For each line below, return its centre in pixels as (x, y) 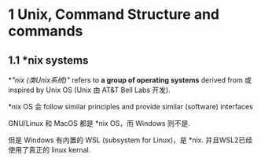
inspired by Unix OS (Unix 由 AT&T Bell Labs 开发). (89, 90)
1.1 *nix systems (48, 60)
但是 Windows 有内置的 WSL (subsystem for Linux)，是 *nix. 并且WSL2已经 (130, 140)
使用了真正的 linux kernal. (50, 150)
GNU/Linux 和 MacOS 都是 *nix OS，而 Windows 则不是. (99, 123)
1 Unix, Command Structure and (114, 15)
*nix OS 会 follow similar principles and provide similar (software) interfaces (130, 107)
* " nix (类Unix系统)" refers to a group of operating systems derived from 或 (130, 80)
